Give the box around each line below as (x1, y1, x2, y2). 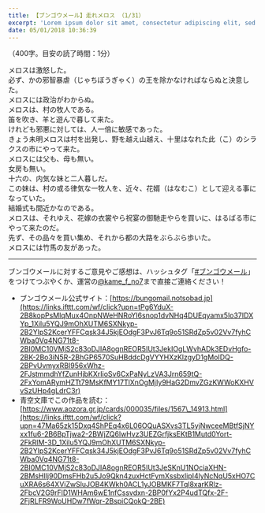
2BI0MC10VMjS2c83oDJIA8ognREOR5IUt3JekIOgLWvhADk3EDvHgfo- (19, 344, 252, 354)
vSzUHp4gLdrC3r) (19, 386, 81, 396)
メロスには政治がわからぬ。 (8, 95, 99, 105)
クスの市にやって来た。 (8, 144, 84, 154)
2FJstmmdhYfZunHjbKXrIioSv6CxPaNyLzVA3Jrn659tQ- (19, 370, 203, 379)
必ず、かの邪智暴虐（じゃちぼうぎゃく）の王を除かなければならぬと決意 (8, 76, 243, 85)
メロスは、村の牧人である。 (8, 105, 99, 114)
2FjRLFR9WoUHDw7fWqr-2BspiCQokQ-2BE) (19, 496, 166, 506)
